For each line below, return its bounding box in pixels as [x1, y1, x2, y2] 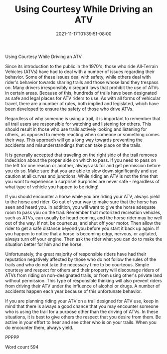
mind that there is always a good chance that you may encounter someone [5, 303, 159, 309]
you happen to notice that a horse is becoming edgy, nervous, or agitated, [5, 230, 158, 236]
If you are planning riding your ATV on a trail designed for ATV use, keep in [5, 298, 159, 304]
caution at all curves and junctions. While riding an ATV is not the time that [5, 173, 158, 179]
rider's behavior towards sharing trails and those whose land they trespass [5, 79, 159, 85]
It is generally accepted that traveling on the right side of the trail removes [5, 152, 157, 158]
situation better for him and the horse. [5, 241, 83, 247]
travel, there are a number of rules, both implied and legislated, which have [5, 100, 159, 106]
